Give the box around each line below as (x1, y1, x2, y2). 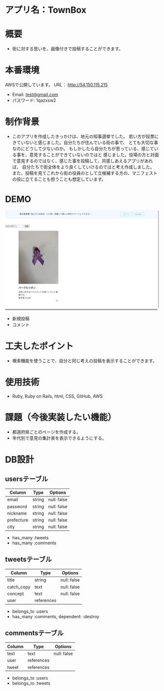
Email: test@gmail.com (12, 91, 59, 98)
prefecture (7, 517, 28, 523)
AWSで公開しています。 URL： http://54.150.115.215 (5, 82, 108, 88)
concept (7, 590, 24, 597)
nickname (7, 510, 27, 516)
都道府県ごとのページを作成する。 (12, 429, 81, 435)
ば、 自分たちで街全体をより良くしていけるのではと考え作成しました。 (12, 164, 155, 170)
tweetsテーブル (5, 556, 52, 564)
